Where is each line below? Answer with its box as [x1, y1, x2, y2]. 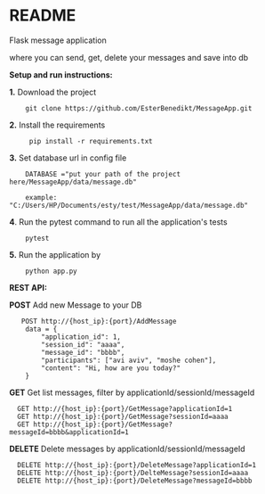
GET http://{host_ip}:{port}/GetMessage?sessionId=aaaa [17, 412, 229, 421]
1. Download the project [9, 86, 97, 97]
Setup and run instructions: [9, 69, 113, 80]
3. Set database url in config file [9, 152, 127, 163]
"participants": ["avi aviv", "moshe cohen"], [41, 356, 217, 365]
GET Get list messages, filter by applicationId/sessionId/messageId [9, 387, 255, 398]
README [9, 5, 76, 26]
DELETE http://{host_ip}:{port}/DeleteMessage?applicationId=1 [17, 460, 256, 469]
